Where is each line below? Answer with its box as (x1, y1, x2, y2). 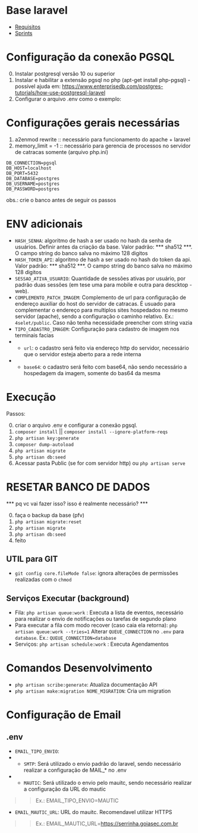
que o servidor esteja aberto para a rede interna (23, 350, 142, 357)
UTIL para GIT (6, 554, 58, 564)
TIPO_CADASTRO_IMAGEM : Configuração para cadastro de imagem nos (14, 325, 180, 332)
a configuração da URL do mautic (23, 785, 106, 793)
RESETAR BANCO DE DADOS (6, 480, 150, 493)
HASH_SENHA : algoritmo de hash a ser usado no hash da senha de (14, 237, 172, 244)
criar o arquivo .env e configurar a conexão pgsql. (14, 422, 138, 429)
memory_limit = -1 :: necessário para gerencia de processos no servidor (14, 142, 191, 149)
